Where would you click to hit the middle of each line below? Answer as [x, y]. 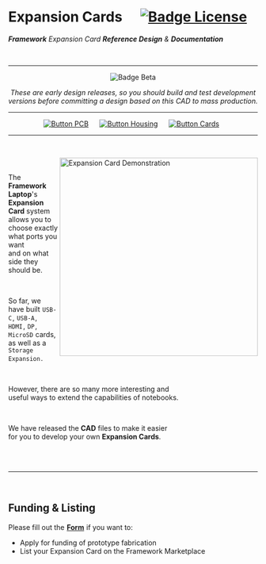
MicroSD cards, [32, 334]
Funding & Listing [52, 508]
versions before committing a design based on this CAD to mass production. [133, 101]
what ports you [33, 236]
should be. [26, 270]
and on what [28, 253]
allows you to [30, 219]
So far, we [25, 301]
